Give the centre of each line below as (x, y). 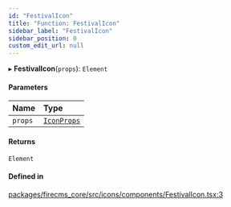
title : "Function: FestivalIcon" (64, 23)
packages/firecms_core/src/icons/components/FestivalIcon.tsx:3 (115, 194)
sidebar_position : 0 (43, 38)
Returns (22, 141)
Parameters (28, 87)
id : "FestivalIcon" (41, 16)
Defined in (26, 176)
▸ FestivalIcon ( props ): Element (58, 68)
